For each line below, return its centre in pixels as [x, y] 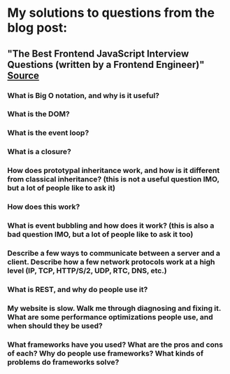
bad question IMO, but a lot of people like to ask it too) [100, 235]
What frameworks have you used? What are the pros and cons [115, 345]
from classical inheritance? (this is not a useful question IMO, [113, 179]
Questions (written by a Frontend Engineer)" [106, 64]
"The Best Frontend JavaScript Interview [98, 54]
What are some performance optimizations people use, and [110, 317]
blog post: [37, 28]
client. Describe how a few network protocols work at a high [111, 262]
